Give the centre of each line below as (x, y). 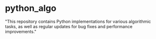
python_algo (31, 8)
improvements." (21, 31)
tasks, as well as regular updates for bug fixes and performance (69, 26)
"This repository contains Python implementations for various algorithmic (78, 21)
